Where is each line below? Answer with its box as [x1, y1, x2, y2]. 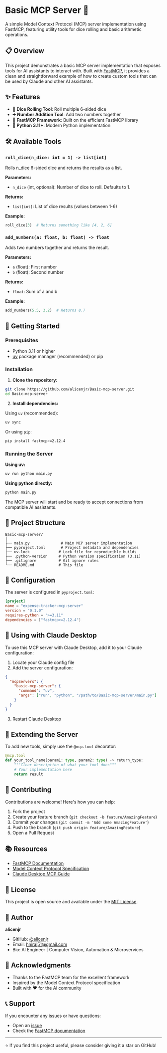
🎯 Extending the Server [5, 730, 79, 739]
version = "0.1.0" [5, 608, 43, 613]
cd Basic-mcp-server [5, 392, 48, 397]
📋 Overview [5, 47, 45, 55]
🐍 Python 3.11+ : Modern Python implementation [12, 122, 111, 128]
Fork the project [12, 808, 46, 815]
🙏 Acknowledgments [5, 961, 71, 970]
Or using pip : [5, 428, 32, 434]
